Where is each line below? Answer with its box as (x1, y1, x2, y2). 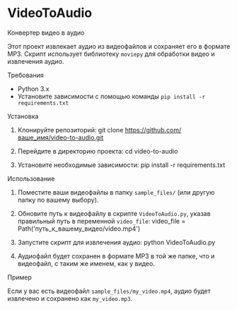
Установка (7, 112, 39, 120)
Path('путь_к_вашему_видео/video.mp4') (17, 224, 141, 233)
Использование (7, 174, 55, 183)
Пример (7, 272, 32, 281)
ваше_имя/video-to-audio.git (17, 133, 104, 142)
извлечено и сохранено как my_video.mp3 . (7, 294, 133, 302)
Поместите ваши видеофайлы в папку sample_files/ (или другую (17, 188, 215, 196)
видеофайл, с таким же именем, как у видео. (17, 259, 156, 268)
